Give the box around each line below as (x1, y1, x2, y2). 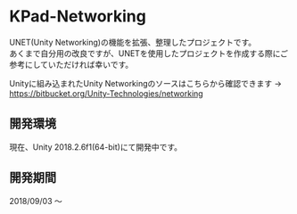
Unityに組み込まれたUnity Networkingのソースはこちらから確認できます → (9, 78, 283, 88)
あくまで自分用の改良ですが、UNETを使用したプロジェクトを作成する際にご (9, 47, 288, 59)
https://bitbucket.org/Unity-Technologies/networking (9, 87, 203, 99)
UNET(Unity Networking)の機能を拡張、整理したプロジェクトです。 (9, 37, 257, 47)
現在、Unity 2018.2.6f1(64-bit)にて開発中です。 (9, 141, 183, 152)
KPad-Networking (9, 6, 147, 27)
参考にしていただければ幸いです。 (9, 59, 134, 70)
